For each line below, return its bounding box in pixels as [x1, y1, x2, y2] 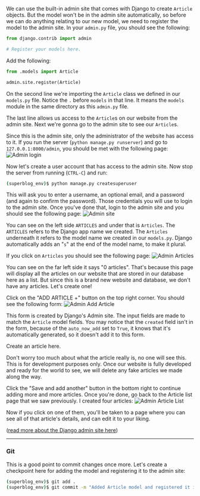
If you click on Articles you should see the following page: [6, 252, 151, 260]
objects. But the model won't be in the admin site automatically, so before [6, 11, 186, 18]
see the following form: [6, 301, 63, 308]
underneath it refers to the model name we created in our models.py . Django [6, 235, 192, 242]
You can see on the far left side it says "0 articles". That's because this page [6, 264, 193, 271]
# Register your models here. [6, 46, 82, 52]
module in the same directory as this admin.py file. [6, 102, 129, 110]
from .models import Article [6, 68, 79, 74]
